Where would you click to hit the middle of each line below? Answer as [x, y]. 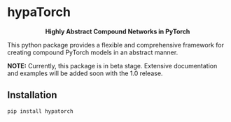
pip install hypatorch [40, 111]
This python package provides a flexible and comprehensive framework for [115, 45]
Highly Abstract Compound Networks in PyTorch [118, 31]
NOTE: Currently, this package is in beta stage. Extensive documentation [112, 66]
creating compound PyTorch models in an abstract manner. [93, 52]
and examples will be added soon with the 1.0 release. [85, 73]
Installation [32, 95]
